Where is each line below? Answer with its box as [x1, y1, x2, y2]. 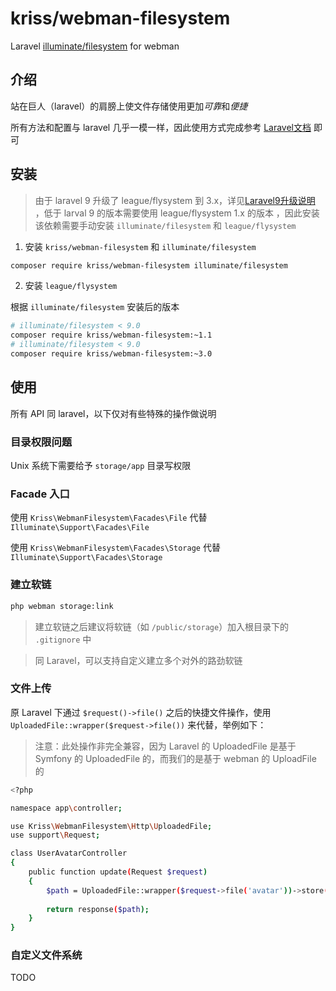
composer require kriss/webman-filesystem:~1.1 [10, 330, 213, 341]
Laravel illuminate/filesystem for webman [10, 40, 180, 52]
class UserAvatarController [10, 848, 128, 859]
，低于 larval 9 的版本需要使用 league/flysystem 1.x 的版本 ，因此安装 [34, 207, 320, 219]
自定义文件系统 [10, 948, 83, 962]
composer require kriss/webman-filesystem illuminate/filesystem [10, 260, 288, 271]
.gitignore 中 [34, 633, 92, 645]
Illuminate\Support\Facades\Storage [10, 553, 163, 563]
